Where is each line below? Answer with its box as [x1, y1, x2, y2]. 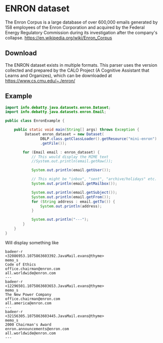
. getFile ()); [40, 141, 67, 146]
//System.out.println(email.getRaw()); [31, 159, 113, 164]
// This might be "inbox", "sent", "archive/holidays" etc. [31, 177, 157, 182]
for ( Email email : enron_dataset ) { [23, 150, 100, 155]
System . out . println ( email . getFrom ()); [31, 194, 111, 199]
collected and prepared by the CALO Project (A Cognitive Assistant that [5, 67, 150, 73]
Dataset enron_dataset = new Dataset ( [25, 132, 105, 137]
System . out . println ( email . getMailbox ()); [31, 181, 118, 186]
